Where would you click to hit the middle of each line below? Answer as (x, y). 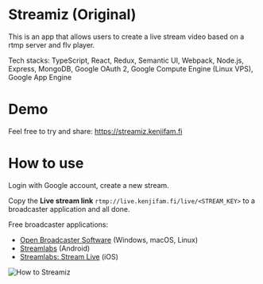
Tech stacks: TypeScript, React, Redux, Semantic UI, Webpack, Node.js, (126, 60)
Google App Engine (40, 77)
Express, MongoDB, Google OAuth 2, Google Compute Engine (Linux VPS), (131, 68)
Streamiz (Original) (72, 15)
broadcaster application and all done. (69, 209)
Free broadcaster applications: (58, 225)
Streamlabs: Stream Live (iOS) (69, 256)
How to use (46, 163)
